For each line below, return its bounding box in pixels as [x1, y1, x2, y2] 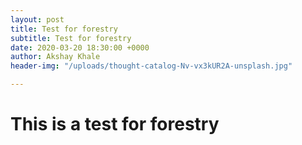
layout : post [10, 14, 65, 25]
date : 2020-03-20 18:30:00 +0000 [10, 42, 150, 53]
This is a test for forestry [10, 113, 220, 136]
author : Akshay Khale [10, 52, 101, 62]
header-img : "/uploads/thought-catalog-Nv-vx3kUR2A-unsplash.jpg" [10, 61, 293, 71]
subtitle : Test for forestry [10, 33, 132, 43]
